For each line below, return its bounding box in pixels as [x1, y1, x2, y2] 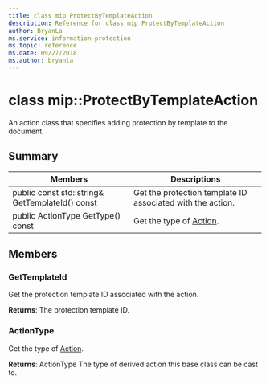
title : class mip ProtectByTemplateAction [8, 11, 153, 20]
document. [8, 126, 44, 136]
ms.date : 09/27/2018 [8, 49, 78, 57]
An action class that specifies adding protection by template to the [8, 117, 228, 127]
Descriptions [170, 174, 221, 185]
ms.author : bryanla [8, 57, 74, 65]
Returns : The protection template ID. [8, 305, 130, 315]
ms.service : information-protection [8, 34, 131, 43]
